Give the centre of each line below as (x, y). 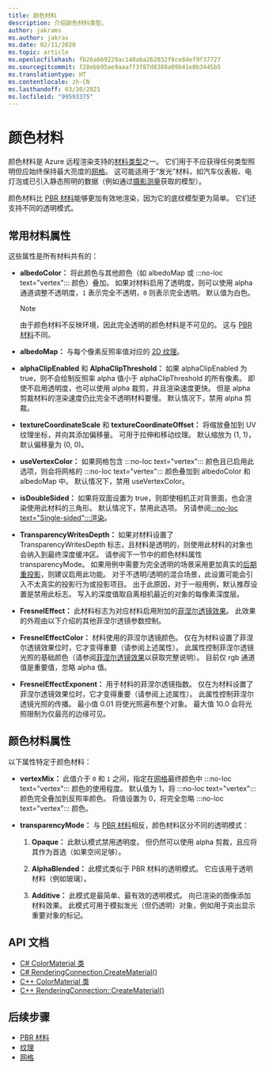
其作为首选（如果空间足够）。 (78, 851)
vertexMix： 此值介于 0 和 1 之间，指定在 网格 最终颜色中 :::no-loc (125, 778)
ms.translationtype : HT (47, 74)
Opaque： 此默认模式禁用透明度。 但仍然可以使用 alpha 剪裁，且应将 (144, 842)
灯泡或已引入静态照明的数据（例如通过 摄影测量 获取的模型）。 (107, 181)
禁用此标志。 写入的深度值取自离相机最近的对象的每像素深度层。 (138, 594)
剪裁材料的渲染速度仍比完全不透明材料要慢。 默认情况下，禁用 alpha (131, 398)
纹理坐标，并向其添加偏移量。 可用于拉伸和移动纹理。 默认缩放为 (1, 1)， (137, 435)
